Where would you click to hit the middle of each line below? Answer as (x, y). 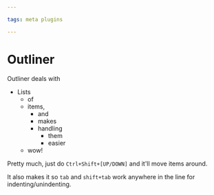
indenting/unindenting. (39, 184)
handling (50, 128)
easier (57, 143)
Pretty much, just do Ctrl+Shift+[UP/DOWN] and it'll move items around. (107, 163)
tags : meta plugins (35, 19)
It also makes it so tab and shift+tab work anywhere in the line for (101, 176)
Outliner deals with (34, 78)
